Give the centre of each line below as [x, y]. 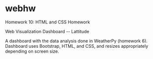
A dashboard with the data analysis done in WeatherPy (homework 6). [76, 41]
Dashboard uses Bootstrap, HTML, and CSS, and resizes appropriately [77, 46]
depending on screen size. [32, 51]
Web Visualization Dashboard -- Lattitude [47, 31]
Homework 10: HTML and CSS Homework [48, 22]
